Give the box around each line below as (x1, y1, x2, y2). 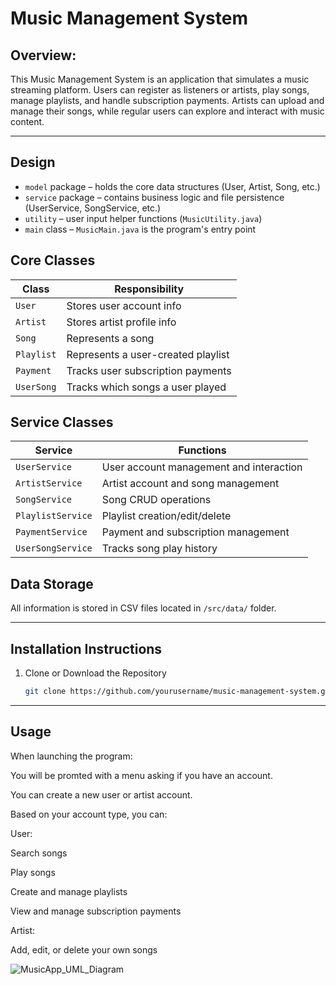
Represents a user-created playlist (66, 347, 230, 361)
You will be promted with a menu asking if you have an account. (10, 769, 273, 781)
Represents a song (66, 331, 155, 345)
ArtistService (15, 478, 83, 489)
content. (10, 116, 45, 127)
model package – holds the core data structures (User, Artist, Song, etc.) (24, 180, 321, 192)
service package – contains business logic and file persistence (24, 191, 285, 203)
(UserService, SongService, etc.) (24, 202, 162, 214)
